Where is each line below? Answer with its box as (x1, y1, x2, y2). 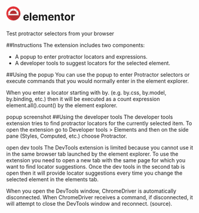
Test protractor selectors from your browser (6, 30, 115, 37)
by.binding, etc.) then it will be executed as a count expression (6, 95, 160, 102)
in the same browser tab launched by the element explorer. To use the (6, 150, 179, 157)
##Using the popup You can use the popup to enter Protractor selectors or (6, 71, 190, 78)
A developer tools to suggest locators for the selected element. (14, 59, 170, 66)
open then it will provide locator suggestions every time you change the (6, 169, 183, 177)
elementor (23, 10, 75, 24)
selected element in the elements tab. (6, 175, 99, 182)
